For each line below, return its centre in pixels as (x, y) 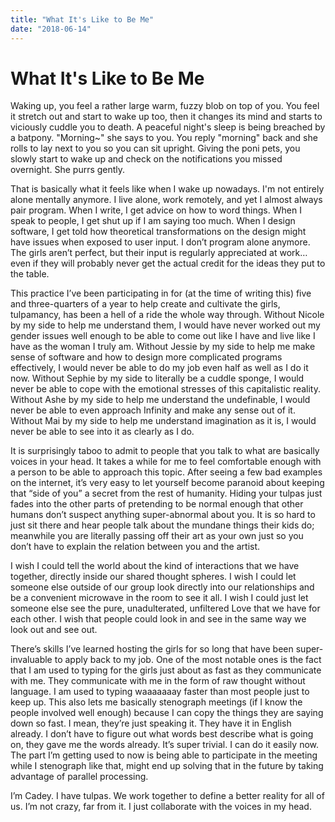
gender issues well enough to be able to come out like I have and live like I (163, 336)
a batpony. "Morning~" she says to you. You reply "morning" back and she (164, 138)
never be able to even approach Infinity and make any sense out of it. (153, 410)
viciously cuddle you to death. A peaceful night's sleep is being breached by (168, 127)
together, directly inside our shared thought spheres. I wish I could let (153, 577)
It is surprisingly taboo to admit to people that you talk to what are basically (165, 451)
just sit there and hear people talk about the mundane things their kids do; (162, 525)
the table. (30, 274)
